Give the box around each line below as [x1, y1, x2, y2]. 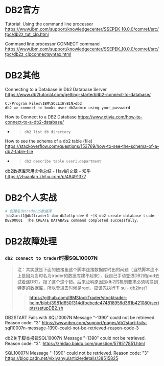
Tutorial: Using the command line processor [5, 21, 94, 27]
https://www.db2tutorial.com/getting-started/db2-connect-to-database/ [5, 91, 151, 97]
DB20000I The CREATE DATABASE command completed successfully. [5, 218, 139, 223]
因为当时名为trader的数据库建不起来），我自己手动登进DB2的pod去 [25, 273, 160, 278]
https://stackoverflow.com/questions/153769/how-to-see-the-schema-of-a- [5, 143, 159, 149]
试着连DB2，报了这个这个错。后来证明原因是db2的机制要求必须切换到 [17, 278, 158, 284]
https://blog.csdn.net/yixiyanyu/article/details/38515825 [5, 355, 118, 361]
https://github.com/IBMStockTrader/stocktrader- [29, 295, 127, 300]
